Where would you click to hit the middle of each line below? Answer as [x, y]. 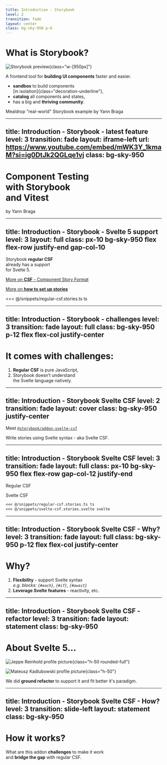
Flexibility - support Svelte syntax [48, 580]
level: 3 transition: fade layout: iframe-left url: [78, 140]
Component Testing [47, 176]
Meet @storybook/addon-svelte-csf [41, 428]
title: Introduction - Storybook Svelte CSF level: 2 [83, 400]
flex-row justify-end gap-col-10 [56, 247]
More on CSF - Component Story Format [47, 280]
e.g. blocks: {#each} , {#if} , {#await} [50, 585]
